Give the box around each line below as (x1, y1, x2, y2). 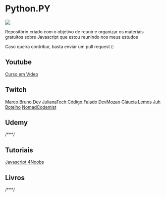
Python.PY (5, 3, 51, 14)
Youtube (5, 58, 32, 66)
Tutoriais (5, 146, 33, 154)
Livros (5, 173, 25, 182)
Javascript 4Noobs (5, 159, 44, 165)
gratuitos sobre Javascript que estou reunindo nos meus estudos (5, 34, 138, 40)
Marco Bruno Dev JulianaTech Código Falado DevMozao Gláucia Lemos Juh (5, 99, 161, 105)
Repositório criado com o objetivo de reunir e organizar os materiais (5, 28, 144, 35)
